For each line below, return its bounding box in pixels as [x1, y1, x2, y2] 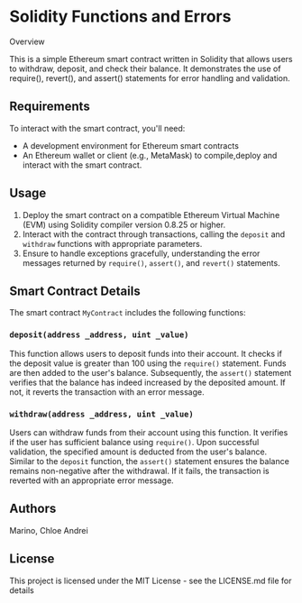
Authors [9, 501, 57, 516]
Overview [9, 36, 45, 47]
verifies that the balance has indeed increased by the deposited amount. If [9, 377, 286, 388]
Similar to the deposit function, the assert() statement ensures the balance [9, 455, 290, 466]
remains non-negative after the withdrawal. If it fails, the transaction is [9, 465, 270, 476]
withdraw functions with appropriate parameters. [22, 238, 203, 249]
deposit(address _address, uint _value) [9, 330, 189, 340]
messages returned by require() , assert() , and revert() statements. [22, 257, 281, 268]
